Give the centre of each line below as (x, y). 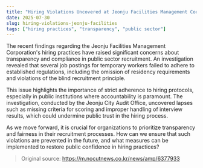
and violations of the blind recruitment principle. (66, 78)
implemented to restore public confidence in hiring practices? (83, 147)
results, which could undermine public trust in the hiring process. (87, 116)
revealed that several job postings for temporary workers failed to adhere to (101, 66)
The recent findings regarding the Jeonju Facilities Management (86, 46)
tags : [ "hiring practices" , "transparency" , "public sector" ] (86, 29)
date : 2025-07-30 (28, 18)
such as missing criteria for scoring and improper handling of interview (95, 109)
